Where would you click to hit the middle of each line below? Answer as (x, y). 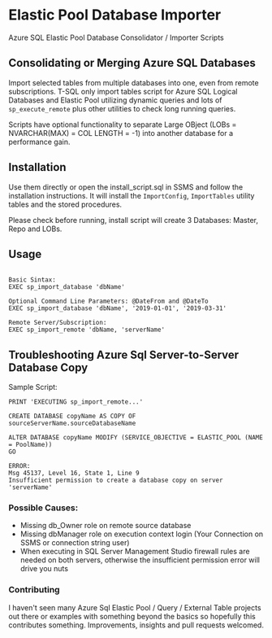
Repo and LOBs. (35, 229)
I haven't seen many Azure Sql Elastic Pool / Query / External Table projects (135, 607)
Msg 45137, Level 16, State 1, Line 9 (74, 474)
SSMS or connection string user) (75, 543)
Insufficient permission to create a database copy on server (116, 481)
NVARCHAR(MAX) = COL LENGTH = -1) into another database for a (121, 133)
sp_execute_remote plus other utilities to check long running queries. (122, 108)
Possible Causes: (43, 508)
